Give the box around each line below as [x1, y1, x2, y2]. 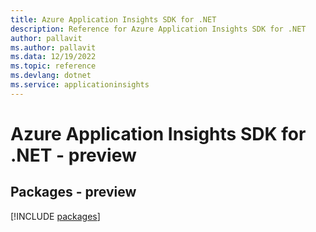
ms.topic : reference [10, 61, 97, 71]
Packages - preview [10, 184, 137, 201]
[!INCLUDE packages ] [10, 210, 101, 222]
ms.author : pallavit [10, 42, 97, 53]
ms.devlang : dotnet [10, 71, 92, 81]
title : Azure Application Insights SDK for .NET [10, 14, 217, 25]
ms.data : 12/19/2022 [10, 52, 97, 62]
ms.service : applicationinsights [10, 80, 150, 90]
